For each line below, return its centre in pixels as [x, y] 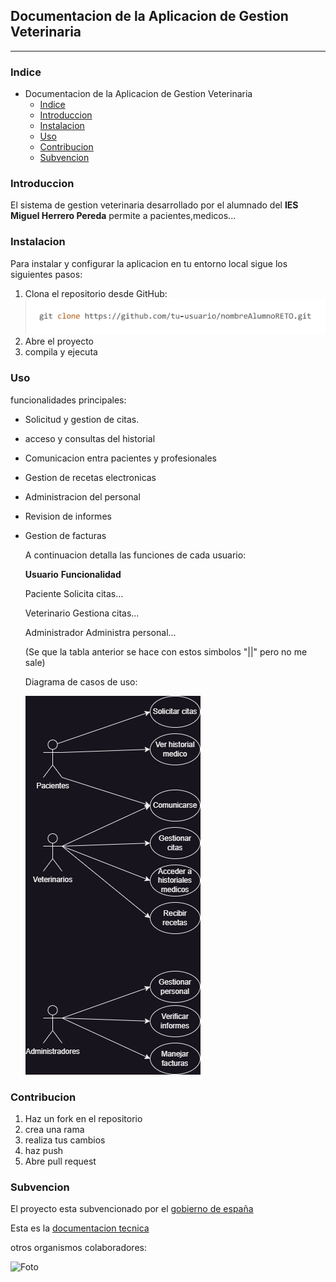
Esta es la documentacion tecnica [80, 1228]
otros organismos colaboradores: [78, 1248]
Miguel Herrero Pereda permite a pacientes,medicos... [123, 216]
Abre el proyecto [59, 341]
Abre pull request [60, 1161]
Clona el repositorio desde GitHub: [96, 293]
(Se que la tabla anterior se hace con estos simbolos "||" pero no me [166, 651]
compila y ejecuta [61, 352]
